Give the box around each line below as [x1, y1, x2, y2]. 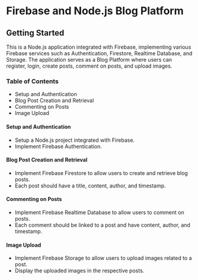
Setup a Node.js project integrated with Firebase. [14, 136, 135, 144]
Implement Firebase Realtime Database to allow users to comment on [14, 209, 185, 216]
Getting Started [6, 28, 65, 38]
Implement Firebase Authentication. [14, 142, 102, 149]
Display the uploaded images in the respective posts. [14, 267, 145, 274]
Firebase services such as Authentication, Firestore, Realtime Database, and [6, 50, 193, 57]
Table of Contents [6, 77, 59, 85]
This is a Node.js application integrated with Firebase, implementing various [6, 43, 191, 50]
